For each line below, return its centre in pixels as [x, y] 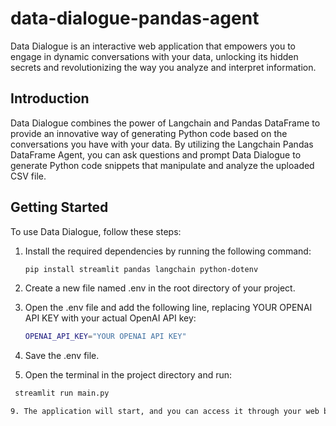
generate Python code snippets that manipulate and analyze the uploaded [162, 165]
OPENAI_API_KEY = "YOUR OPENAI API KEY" [105, 337]
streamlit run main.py [62, 393]
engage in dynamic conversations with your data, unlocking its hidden [154, 56]
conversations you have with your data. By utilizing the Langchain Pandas [162, 144]
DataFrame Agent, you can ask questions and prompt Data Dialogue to [156, 154]
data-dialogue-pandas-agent [135, 18]
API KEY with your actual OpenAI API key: [110, 318]
